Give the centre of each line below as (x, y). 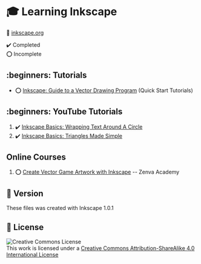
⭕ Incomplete (24, 54)
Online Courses (36, 157)
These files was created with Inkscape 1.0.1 (60, 208)
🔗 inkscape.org (25, 32)
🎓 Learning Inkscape (62, 12)
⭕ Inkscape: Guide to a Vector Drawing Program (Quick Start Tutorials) (104, 90)
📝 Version (25, 193)
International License (32, 255)
